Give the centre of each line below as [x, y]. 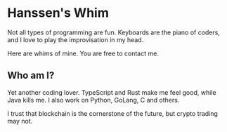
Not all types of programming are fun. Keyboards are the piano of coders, [113, 32]
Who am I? [31, 75]
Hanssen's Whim [58, 13]
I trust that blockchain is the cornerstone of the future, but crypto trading [112, 113]
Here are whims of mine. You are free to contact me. [83, 53]
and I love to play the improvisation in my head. [76, 39]
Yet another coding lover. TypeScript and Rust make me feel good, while [112, 92]
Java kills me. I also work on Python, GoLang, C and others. [93, 100]
